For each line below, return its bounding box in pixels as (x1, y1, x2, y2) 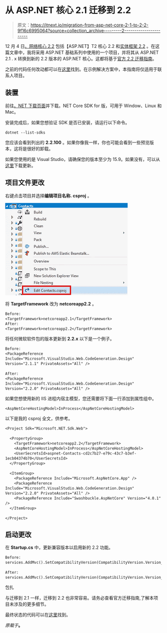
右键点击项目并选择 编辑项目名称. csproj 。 (5, 192, 92, 198)
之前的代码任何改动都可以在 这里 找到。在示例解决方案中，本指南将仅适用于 (5, 66, 158, 72)
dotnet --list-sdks (5, 130, 46, 135)
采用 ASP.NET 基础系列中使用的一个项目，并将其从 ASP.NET (35, 49, 159, 55)
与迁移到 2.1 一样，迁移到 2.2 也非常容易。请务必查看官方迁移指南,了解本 (5, 595, 154, 601)
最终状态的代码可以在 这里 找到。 (5, 612, 71, 618)
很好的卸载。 (26, 146, 53, 152)
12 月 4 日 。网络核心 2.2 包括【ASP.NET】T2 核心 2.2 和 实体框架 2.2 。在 (5, 43, 156, 49)
